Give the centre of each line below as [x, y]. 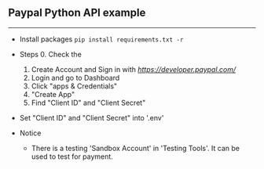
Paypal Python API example [77, 13]
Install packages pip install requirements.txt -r [101, 39]
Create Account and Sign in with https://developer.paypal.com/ [134, 69]
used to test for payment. [72, 156]
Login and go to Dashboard [75, 77]
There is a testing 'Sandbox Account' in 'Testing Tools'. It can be [135, 148]
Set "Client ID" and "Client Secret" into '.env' [92, 117]
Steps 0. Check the [51, 54]
